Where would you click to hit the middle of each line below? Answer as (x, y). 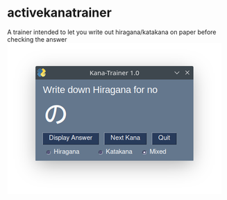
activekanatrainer (60, 13)
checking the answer (37, 39)
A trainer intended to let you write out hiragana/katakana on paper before (112, 32)
